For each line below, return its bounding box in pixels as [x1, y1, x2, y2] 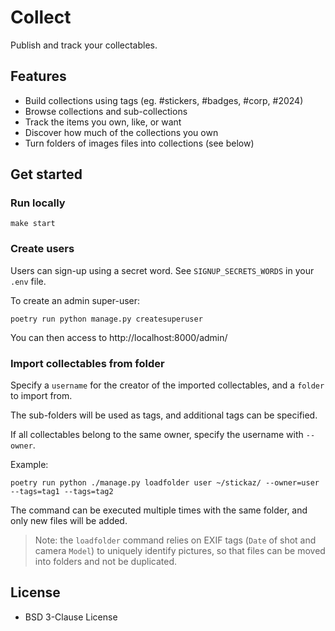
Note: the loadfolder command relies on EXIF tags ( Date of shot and [34, 534, 317, 546]
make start [10, 219, 56, 229]
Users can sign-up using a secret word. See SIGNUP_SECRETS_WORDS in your [10, 264, 315, 276]
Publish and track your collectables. [10, 39, 158, 51]
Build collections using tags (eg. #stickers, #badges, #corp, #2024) [24, 94, 304, 106]
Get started [10, 166, 83, 183]
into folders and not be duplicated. [34, 556, 178, 568]
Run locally [10, 196, 66, 210]
